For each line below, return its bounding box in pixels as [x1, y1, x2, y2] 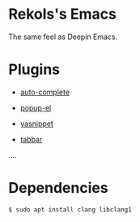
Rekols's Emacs [8, 5, 117, 24]
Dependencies [8, 179, 108, 198]
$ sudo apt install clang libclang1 [8, 205, 132, 214]
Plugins [8, 60, 61, 79]
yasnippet [19, 119, 54, 128]
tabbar [19, 134, 43, 144]
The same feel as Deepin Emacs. [8, 32, 118, 41]
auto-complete [19, 87, 70, 97]
